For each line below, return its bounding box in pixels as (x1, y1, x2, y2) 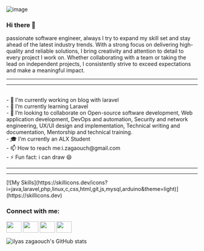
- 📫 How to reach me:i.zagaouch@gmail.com (6, 144, 121, 152)
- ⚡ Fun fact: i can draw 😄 (6, 153, 72, 161)
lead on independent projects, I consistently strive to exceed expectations (6, 61, 191, 68)
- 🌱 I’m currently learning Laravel (6, 103, 89, 110)
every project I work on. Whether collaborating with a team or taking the (6, 54, 186, 61)
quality (6, 47, 24, 55)
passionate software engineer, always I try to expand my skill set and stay (6, 35, 191, 42)
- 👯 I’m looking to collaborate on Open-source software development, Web (6, 109, 193, 116)
